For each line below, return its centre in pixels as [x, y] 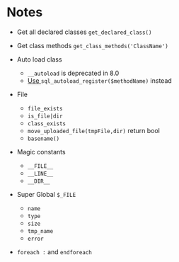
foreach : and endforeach [54, 251]
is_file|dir [45, 116]
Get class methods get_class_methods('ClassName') [93, 45]
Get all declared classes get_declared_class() [84, 32]
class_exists [47, 124]
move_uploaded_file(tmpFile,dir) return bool [93, 130]
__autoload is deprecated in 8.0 [73, 73]
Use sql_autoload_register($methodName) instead [100, 80]
